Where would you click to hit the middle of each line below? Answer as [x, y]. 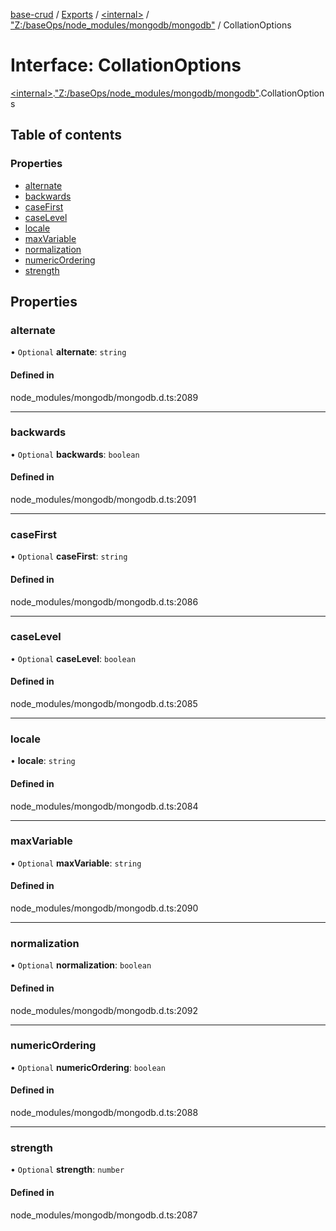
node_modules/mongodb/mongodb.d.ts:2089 [104, 397]
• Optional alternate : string [68, 352]
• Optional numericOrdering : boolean [88, 1067]
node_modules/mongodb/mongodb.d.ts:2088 [104, 1113]
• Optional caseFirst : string [69, 556]
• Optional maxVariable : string [76, 863]
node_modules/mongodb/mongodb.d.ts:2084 [104, 806]
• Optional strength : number [67, 1170]
